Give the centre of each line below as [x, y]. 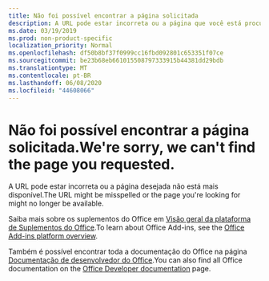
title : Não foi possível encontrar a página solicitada [103, 16]
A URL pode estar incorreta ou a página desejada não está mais [113, 186]
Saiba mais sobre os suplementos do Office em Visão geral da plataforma [130, 219]
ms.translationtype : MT [48, 68]
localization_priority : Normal [60, 46]
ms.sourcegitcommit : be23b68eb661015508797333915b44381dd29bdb [116, 61]
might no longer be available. [56, 204]
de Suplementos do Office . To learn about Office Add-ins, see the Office [126, 228]
